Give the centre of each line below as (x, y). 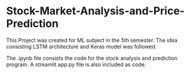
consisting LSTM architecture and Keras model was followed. (82, 47)
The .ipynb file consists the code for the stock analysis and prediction (92, 58)
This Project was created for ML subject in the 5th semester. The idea (92, 40)
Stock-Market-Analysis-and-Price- (96, 11)
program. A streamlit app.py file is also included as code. (76, 64)
